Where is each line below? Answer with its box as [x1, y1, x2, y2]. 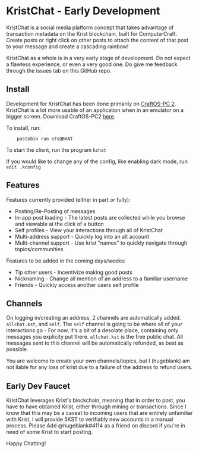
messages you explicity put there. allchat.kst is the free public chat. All [6, 333, 183, 340]
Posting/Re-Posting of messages [14, 207, 96, 215]
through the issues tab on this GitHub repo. [6, 67, 112, 74]
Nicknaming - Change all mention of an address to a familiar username [14, 275, 188, 282]
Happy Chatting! [6, 440, 46, 447]
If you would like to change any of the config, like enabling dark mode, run [6, 158, 188, 165]
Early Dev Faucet [6, 381, 71, 391]
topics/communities [14, 245, 64, 252]
